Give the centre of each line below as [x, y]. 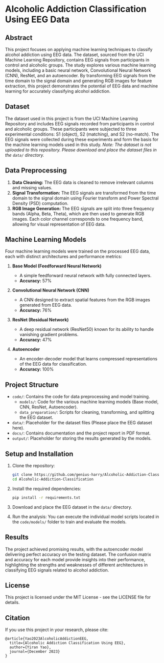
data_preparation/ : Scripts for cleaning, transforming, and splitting [87, 412]
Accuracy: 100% [36, 369]
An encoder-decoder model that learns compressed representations [88, 359]
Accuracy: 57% [35, 281]
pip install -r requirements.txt [46, 497]
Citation [18, 618]
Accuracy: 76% [35, 310]
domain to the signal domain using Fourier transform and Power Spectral [85, 198]
